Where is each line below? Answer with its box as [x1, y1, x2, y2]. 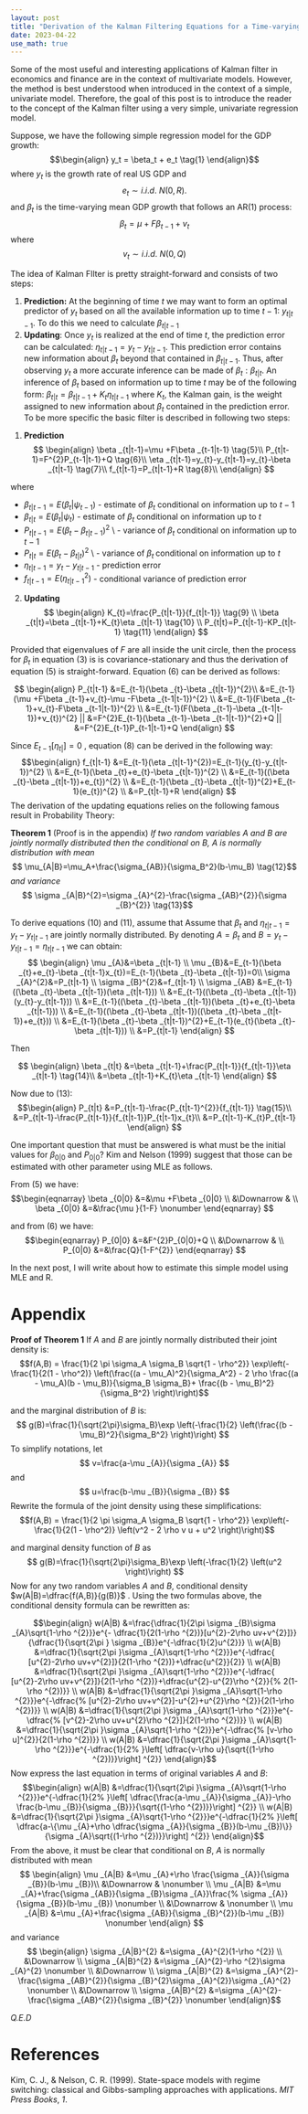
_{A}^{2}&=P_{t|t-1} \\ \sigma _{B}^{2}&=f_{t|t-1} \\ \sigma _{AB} [16, 977, 255, 988]
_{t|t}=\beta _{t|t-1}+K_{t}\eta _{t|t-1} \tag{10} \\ [26, 617, 203, 628]
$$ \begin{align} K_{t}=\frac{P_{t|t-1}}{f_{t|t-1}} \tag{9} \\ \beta [43, 607, 280, 618]
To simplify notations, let [10, 1443, 103, 1454]
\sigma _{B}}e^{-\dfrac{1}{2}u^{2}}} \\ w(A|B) [111, 1637, 281, 1648]
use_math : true [10, 38, 69, 48]
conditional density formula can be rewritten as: [10, 1599, 191, 1610]
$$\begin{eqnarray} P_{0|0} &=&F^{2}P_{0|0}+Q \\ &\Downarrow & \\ [25, 1235, 284, 1246]
